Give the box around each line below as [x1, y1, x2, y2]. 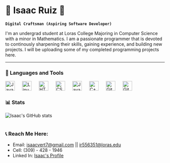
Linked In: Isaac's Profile [12, 152, 64, 159]
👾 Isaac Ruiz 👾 [5, 5, 65, 16]
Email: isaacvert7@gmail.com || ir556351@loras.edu [12, 142, 121, 148]
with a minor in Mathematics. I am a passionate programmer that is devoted [5, 36, 163, 42]
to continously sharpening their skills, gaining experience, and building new [5, 41, 162, 47]
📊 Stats [5, 99, 25, 106]
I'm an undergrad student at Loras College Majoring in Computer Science [5, 30, 158, 36]
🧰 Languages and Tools [5, 69, 64, 76]
